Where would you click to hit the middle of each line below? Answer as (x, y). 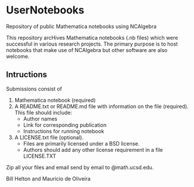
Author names (40, 119)
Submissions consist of (34, 89)
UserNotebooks (45, 10)
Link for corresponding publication (65, 125)
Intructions (27, 75)
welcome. (18, 56)
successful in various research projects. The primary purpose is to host (92, 44)
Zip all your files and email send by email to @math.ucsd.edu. (80, 167)
